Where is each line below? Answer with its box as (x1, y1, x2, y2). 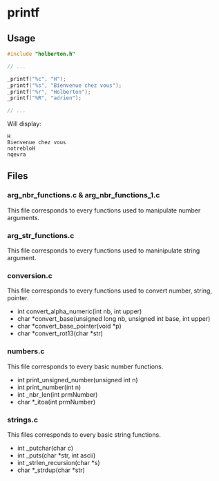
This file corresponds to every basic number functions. (7, 362, 164, 371)
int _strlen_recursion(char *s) (17, 459, 100, 467)
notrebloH (7, 145, 36, 153)
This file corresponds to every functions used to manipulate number (7, 206, 201, 215)
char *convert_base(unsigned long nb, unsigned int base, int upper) (17, 315, 211, 323)
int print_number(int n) (17, 383, 82, 391)
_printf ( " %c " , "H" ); (7, 75, 67, 82)
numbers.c (7, 346, 45, 356)
